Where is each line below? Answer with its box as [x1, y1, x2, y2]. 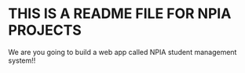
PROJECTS [8, 21, 82, 39]
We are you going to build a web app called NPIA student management [8, 47, 237, 57]
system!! [8, 56, 36, 65]
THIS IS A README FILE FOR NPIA [8, 5, 232, 23]
